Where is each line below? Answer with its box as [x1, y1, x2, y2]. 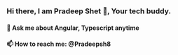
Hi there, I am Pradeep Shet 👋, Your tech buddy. [6, 6, 171, 16]
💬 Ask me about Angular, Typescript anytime [6, 24, 139, 32]
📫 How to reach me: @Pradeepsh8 [6, 40, 111, 48]
